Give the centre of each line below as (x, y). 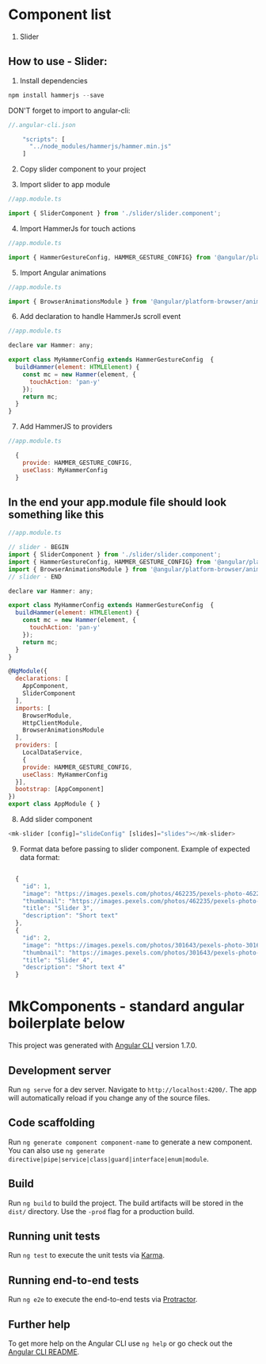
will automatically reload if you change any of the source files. (109, 1097)
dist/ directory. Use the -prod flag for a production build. (101, 1211)
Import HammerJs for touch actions (78, 229)
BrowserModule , (47, 716)
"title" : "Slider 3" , (58, 909)
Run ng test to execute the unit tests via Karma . (86, 1255)
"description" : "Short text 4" (74, 967)
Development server (60, 1070)
